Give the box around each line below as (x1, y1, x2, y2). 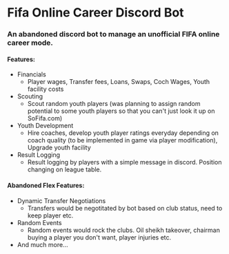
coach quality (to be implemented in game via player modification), (27, 136, 218, 145)
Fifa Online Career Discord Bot (7, 5, 184, 21)
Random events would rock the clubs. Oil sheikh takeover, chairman (27, 226, 221, 234)
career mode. (7, 38, 54, 47)
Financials (17, 70, 46, 78)
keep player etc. (27, 211, 74, 220)
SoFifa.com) (27, 114, 63, 123)
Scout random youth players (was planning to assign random (27, 100, 201, 108)
